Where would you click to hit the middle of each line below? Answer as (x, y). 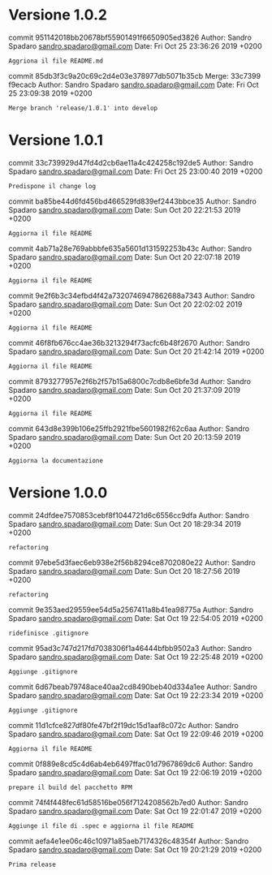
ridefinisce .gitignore (49, 633)
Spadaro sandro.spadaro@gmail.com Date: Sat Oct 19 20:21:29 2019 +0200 (135, 849)
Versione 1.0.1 (56, 140)
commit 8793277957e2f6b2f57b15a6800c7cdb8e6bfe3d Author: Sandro (130, 381)
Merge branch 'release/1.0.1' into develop (83, 108)
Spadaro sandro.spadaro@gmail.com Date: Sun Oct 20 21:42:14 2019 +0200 (136, 351)
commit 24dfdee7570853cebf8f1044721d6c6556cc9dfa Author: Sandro (129, 515)
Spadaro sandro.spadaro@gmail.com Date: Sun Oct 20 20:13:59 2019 (125, 437)
